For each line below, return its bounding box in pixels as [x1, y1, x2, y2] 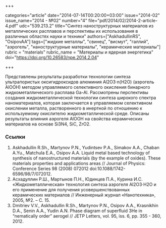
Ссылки [5, 133, 26, 140]
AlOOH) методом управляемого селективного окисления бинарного [5, 84, 150, 90]
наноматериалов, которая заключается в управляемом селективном [5, 100, 153, 106]
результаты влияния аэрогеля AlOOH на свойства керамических [5, 116, 143, 121]
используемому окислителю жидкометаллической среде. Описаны [5, 111, 150, 116]
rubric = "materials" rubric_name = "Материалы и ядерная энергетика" [5, 49, 154, 55]
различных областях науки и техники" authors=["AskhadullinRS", [5, 33, 141, 39]
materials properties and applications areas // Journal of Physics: [12, 161, 146, 167]
